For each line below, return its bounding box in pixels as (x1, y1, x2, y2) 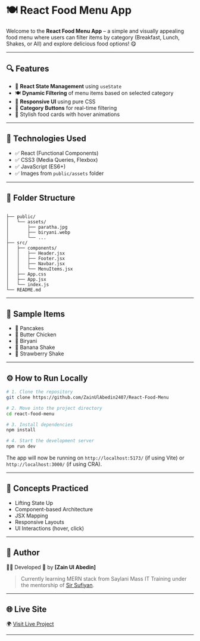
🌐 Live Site (6, 605, 47, 615)
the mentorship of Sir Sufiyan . (20, 581, 95, 588)
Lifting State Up (14, 499, 54, 507)
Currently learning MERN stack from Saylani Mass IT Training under (20, 575, 187, 582)
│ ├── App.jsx (6, 277, 46, 283)
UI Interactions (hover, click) (14, 525, 85, 532)
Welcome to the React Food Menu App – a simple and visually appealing (6, 27, 185, 35)
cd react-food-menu (6, 410, 55, 417)
